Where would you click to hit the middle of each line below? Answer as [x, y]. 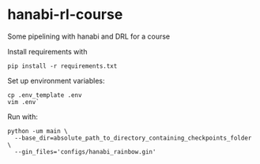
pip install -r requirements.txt [62, 66]
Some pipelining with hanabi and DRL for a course [89, 36]
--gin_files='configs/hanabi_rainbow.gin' [85, 151]
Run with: [23, 117]
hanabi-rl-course [65, 15]
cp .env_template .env [45, 95]
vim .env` [24, 102]
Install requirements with [47, 51]
